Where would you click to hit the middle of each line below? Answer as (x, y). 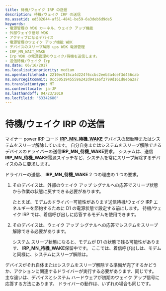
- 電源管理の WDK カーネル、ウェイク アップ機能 (49, 28)
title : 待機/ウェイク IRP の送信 (36, 10)
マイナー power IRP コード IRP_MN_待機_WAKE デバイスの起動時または (79, 139)
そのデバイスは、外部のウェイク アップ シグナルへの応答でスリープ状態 (85, 185)
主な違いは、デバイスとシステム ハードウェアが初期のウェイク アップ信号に (83, 278)
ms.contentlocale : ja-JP (31, 89)
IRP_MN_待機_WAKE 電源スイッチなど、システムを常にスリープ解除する (79, 158)
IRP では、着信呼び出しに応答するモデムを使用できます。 (81, 215)
